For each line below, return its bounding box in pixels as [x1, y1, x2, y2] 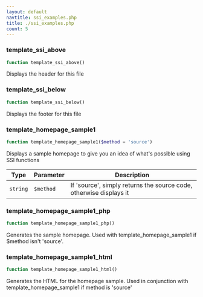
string [9, 185, 28, 192]
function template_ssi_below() [6, 99, 85, 105]
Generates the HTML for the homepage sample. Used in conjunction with [6, 278, 188, 285]
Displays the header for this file [6, 70, 85, 77]
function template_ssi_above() [6, 59, 85, 65]
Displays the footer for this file [6, 110, 82, 117]
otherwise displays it [70, 188, 129, 197]
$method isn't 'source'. [6, 237, 64, 245]
